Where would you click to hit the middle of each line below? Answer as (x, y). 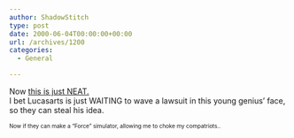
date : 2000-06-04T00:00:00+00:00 (71, 34)
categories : (31, 50)
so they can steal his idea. (57, 110)
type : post (29, 26)
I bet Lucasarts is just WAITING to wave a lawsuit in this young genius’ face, (147, 101)
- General (35, 58)
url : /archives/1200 (47, 42)
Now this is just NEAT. (49, 91)
